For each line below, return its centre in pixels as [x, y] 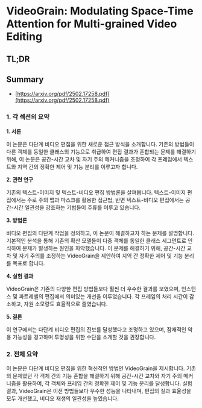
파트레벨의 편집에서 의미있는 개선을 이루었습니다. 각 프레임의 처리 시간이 [103, 296]
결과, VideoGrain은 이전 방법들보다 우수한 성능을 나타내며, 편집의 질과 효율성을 [99, 391]
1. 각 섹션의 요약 [28, 117]
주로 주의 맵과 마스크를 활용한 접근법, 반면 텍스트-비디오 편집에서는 [105, 199]
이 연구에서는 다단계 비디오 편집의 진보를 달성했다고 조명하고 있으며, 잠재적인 [96, 329]
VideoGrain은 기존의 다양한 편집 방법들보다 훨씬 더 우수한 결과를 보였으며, [93, 289]
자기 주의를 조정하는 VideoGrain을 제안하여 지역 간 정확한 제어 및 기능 [101, 256]
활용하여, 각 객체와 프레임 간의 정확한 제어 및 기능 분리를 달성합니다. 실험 [107, 383]
